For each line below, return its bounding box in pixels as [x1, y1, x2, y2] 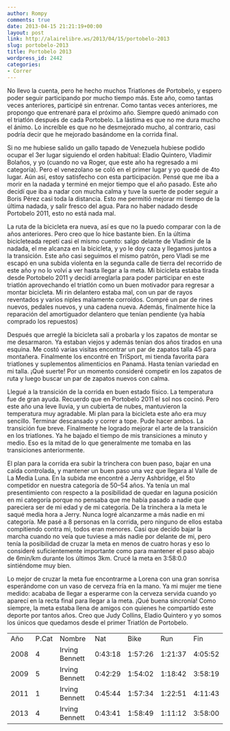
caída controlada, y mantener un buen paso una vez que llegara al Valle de [7, 466, 218, 474]
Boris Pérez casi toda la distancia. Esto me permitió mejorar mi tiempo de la [7, 194, 220, 202]
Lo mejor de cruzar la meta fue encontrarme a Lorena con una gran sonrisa [7, 575, 220, 583]
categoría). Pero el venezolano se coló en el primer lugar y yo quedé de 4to [7, 165, 220, 174]
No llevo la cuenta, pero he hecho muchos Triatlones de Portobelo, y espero [7, 86, 222, 95]
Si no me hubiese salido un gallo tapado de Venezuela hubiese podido [7, 143, 205, 152]
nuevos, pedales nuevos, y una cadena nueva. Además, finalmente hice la [7, 303, 216, 311]
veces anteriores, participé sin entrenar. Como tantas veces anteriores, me [7, 101, 218, 109]
